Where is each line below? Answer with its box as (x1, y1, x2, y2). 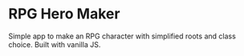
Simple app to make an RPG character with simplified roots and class (8, 31, 237, 41)
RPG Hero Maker (8, 5, 120, 23)
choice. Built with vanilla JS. (8, 39, 101, 49)
